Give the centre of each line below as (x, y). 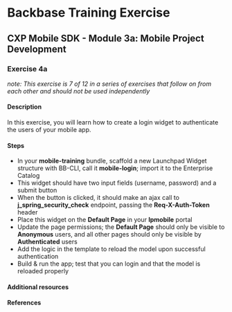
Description (25, 107)
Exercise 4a (27, 68)
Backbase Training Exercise (89, 13)
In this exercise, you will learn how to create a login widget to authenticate (113, 122)
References (24, 303)
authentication (38, 257)
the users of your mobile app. (49, 130)
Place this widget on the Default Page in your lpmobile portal (105, 220)
